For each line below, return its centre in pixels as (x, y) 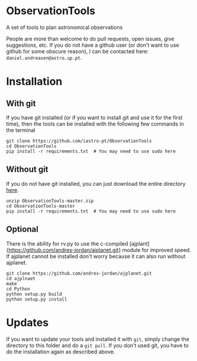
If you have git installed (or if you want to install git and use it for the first (94, 117)
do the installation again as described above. (61, 352)
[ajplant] (139, 243)
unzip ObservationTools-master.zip (50, 201)
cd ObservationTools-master (41, 206)
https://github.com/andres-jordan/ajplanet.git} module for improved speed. (99, 250)
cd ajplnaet (21, 278)
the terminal (21, 130)
